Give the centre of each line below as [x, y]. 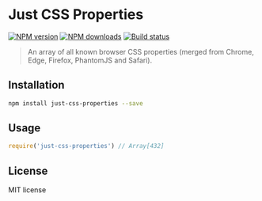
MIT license [27, 190]
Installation [36, 85]
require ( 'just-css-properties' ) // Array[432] [86, 146]
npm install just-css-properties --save [76, 103]
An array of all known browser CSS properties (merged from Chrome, [141, 51]
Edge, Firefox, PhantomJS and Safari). [90, 60]
